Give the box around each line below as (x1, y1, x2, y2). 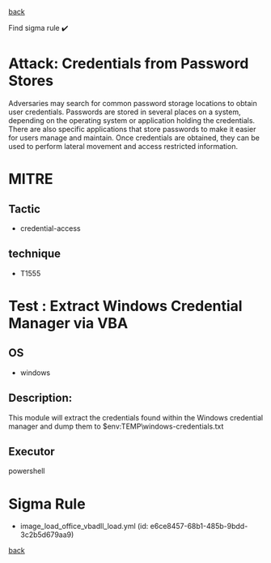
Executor (8, 445, 55, 459)
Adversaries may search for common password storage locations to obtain (8, 98, 257, 108)
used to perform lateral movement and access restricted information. (8, 141, 239, 151)
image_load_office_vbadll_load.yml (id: (19, 522, 149, 531)
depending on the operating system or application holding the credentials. (8, 115, 256, 125)
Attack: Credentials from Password (8, 54, 249, 73)
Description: (8, 391, 73, 405)
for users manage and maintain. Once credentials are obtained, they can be (8, 133, 260, 143)
